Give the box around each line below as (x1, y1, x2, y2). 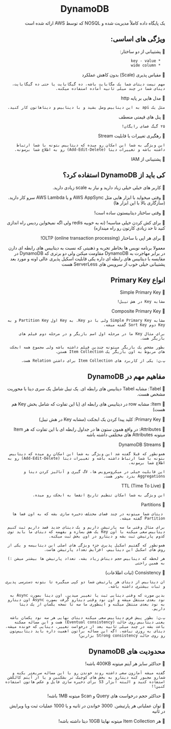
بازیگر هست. (140, 336, 165, 341)
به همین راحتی (135, 560, 165, 566)
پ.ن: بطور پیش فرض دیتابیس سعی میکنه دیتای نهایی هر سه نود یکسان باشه (10, 615, 165, 621)
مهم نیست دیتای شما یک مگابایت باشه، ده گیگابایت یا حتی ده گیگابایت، (12, 81, 165, 87)
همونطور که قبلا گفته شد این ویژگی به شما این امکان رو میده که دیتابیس (10, 452, 165, 457)
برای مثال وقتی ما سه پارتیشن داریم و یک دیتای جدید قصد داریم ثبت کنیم (7, 525, 165, 530)
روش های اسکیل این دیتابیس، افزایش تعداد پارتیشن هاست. (44, 547, 165, 552)
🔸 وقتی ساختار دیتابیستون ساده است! (94, 209, 165, 216)
